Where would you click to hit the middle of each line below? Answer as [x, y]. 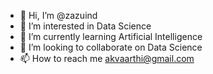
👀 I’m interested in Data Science [85, 26]
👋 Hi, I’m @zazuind [58, 15]
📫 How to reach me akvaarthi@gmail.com [107, 58]
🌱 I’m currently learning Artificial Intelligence [111, 36]
